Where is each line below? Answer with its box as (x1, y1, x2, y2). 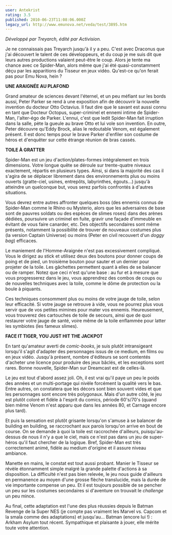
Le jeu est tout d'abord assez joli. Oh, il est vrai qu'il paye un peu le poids (5, 375, 160, 381)
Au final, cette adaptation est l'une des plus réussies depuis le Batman (5, 503, 154, 509)
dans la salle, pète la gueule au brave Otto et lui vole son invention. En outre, (5, 120, 166, 126)
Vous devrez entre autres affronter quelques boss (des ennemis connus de (5, 199, 164, 206)
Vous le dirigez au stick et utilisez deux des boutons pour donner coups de (5, 253, 163, 260)
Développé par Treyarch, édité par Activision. (5, 36, 101, 42)
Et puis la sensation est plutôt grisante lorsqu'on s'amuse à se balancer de (5, 417, 162, 424)
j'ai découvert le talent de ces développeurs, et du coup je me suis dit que (5, 51, 162, 58)
